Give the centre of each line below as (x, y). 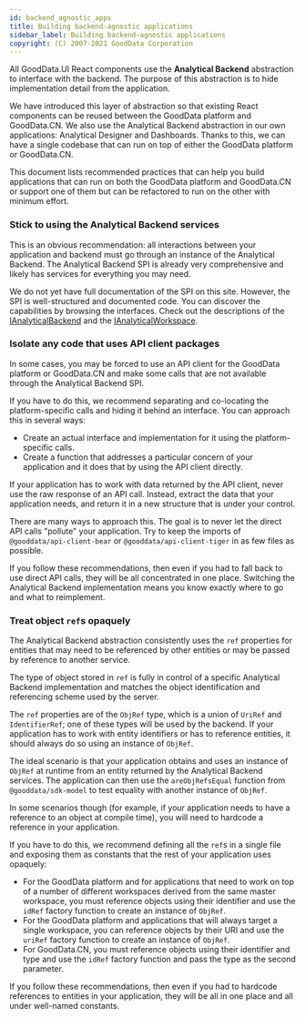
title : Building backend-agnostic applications (102, 26)
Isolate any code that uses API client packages (115, 344)
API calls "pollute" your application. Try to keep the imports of (125, 531)
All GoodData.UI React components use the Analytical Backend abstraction (152, 69)
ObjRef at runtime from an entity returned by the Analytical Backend (136, 771)
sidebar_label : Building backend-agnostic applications (117, 35)
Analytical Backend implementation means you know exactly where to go (147, 587)
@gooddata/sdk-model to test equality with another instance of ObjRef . (138, 790)
